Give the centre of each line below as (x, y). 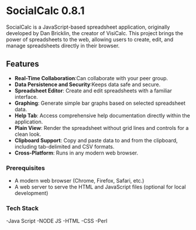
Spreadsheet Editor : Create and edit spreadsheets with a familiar (93, 90)
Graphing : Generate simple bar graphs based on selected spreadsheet (100, 103)
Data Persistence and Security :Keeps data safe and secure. (87, 84)
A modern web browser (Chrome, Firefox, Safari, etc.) (79, 181)
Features (23, 64)
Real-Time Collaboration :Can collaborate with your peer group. (91, 78)
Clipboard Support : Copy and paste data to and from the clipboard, (96, 140)
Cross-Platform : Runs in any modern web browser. (76, 153)
